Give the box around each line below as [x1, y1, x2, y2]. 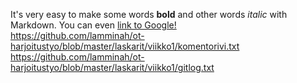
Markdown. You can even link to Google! [10, 19, 177, 31]
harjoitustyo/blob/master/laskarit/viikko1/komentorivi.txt [10, 40, 240, 52]
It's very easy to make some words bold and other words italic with [10, 9, 288, 20]
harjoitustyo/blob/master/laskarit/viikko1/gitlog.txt [10, 62, 215, 73]
